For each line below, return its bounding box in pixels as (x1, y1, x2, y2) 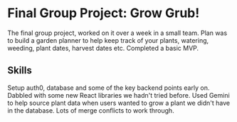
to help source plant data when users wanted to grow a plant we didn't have (7, 98, 230, 107)
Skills (7, 64, 32, 76)
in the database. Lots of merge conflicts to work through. (7, 106, 174, 115)
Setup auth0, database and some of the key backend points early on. (7, 83, 210, 92)
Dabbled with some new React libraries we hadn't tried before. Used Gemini (7, 91, 230, 99)
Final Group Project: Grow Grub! (7, 5, 200, 21)
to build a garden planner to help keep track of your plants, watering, (7, 36, 209, 44)
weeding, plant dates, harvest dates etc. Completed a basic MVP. (7, 44, 199, 52)
